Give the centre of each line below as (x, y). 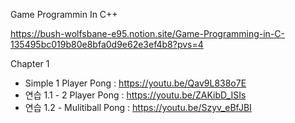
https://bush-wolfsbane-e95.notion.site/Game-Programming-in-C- (147, 33)
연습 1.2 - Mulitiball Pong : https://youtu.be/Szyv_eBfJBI (138, 107)
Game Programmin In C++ (64, 14)
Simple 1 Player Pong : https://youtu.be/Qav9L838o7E (135, 83)
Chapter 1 (30, 63)
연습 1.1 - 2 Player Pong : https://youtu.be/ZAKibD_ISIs (135, 95)
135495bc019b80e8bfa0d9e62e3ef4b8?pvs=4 (107, 44)
